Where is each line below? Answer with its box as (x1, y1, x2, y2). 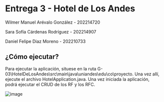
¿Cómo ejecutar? (5, 53, 59, 61)
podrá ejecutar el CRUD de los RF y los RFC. (5, 81, 95, 87)
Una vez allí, (134, 71, 160, 77)
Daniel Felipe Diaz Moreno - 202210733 (5, 38, 86, 44)
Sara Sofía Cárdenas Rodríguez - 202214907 (5, 29, 96, 34)
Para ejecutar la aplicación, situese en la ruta (5, 66, 96, 71)
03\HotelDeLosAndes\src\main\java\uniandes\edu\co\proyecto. (5, 71, 134, 77)
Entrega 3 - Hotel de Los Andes (5, 3, 135, 14)
